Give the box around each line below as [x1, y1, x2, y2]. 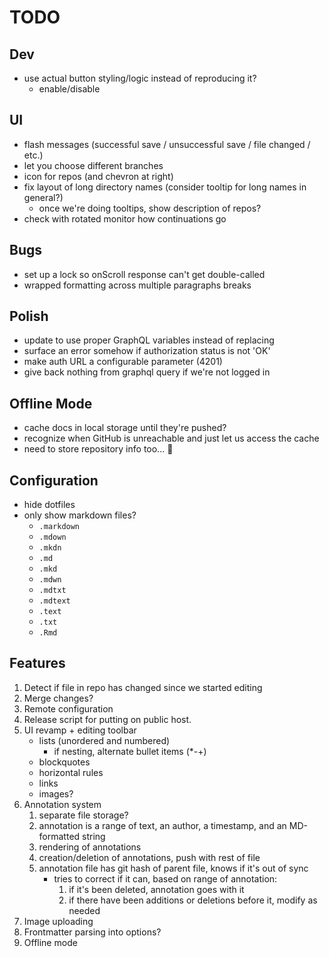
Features [9, 655, 66, 672]
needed [68, 904, 101, 916]
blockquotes [38, 756, 91, 768]
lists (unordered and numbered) [38, 734, 171, 746]
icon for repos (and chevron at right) [23, 170, 174, 182]
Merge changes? [23, 692, 94, 704]
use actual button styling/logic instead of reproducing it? [23, 72, 257, 84]
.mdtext [38, 596, 71, 606]
